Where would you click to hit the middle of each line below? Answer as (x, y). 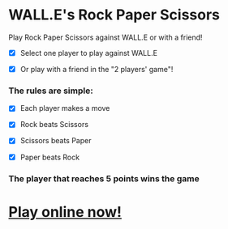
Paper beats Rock (49, 157)
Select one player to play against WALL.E (89, 53)
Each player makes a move (65, 108)
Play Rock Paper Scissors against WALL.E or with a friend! (105, 37)
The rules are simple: (51, 91)
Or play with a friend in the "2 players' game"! (97, 69)
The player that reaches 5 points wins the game (104, 178)
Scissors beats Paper (56, 141)
